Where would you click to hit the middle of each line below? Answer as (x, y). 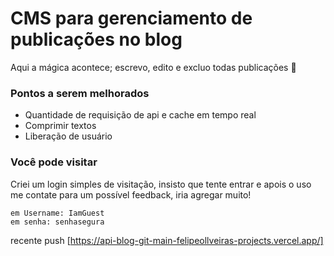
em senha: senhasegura (57, 222)
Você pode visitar (54, 162)
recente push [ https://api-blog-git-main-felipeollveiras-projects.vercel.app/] (167, 240)
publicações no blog (96, 39)
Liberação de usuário (68, 136)
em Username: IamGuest (57, 213)
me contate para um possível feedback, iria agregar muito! (131, 194)
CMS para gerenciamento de (131, 18)
